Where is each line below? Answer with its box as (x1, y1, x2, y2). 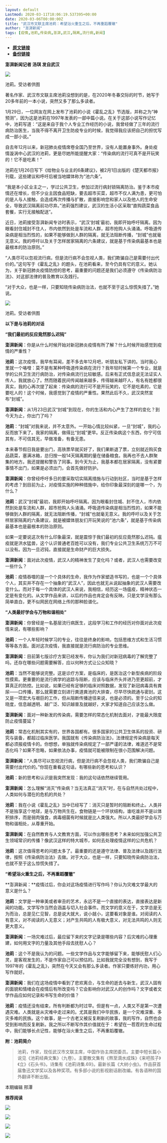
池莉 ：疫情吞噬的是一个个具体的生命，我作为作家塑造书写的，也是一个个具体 (5, 574, 162, 579)
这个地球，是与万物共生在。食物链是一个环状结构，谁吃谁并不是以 (22, 808, 158, 814)
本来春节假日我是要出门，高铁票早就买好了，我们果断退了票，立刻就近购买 (5, 446, 158, 452)
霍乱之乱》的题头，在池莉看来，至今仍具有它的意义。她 (39, 261, 153, 267)
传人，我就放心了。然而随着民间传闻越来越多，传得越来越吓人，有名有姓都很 (5, 378, 162, 383)
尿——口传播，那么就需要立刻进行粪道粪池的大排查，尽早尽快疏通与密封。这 (5, 689, 162, 694)
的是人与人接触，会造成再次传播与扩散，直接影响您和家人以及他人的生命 (5, 196, 153, 202)
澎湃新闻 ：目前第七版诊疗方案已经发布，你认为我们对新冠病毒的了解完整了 (5, 654, 158, 659)
